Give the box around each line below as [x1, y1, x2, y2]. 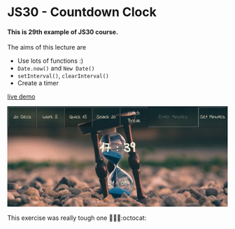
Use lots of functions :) [17, 57, 84, 65]
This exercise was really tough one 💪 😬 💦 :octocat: [7, 214, 147, 222]
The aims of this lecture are [7, 43, 86, 52]
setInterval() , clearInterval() [17, 71, 110, 80]
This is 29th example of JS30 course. [7, 27, 119, 36]
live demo [7, 92, 36, 101]
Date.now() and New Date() [17, 64, 95, 73]
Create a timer [17, 79, 59, 87]
